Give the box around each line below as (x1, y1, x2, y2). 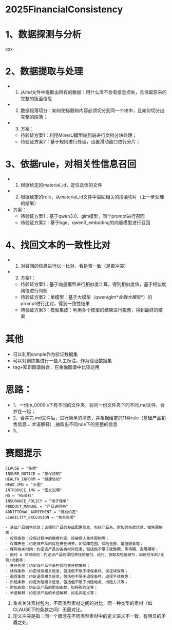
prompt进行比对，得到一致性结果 (20, 300, 90, 306)
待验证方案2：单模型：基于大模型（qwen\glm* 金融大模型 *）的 (20, 294, 152, 300)
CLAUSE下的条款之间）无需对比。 (12, 606, 85, 613)
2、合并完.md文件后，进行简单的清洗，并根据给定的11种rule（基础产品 (12, 415, 162, 421)
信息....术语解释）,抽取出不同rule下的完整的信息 (17, 421, 118, 427)
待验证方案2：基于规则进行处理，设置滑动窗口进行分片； (20, 139, 141, 145)
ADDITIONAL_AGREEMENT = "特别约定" (5, 509, 79, 514)
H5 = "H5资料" (5, 493, 34, 498)
